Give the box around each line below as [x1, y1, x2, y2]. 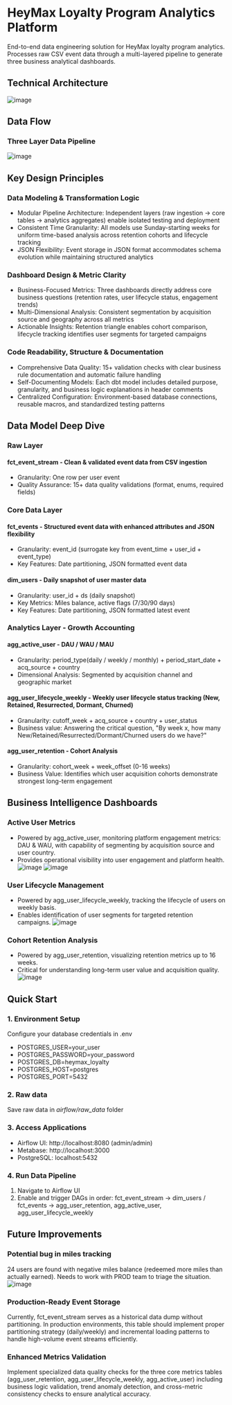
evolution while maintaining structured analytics [17, 253, 154, 261]
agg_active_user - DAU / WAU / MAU [7, 641, 114, 649]
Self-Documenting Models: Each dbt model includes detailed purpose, [17, 377, 218, 386]
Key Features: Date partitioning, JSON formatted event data [17, 560, 188, 569]
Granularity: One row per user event [17, 473, 120, 482]
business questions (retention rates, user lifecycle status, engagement [17, 293, 218, 302]
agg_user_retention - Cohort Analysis [7, 746, 118, 755]
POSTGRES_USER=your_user [17, 1044, 100, 1052]
